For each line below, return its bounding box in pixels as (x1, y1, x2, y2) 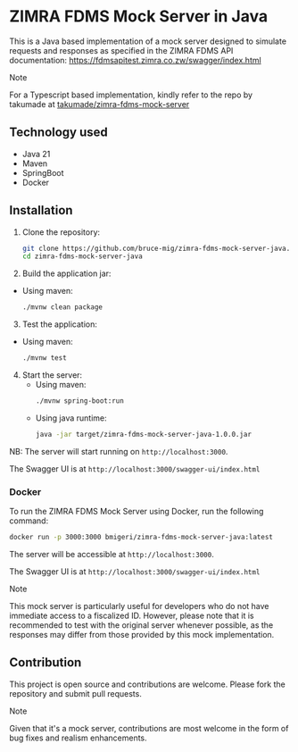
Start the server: (21, 370, 83, 380)
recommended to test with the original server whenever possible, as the (9, 619, 274, 631)
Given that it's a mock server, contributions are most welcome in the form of (9, 723, 289, 733)
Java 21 (21, 148, 51, 159)
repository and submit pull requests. (9, 688, 143, 698)
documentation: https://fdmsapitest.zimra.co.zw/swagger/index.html (9, 54, 261, 65)
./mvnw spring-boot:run (35, 397, 125, 405)
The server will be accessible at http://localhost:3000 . (9, 548, 214, 559)
